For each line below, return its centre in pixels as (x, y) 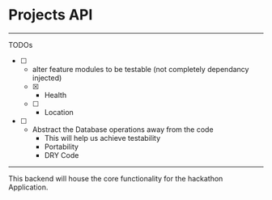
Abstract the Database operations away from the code (123, 129)
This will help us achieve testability (102, 138)
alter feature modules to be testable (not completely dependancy (140, 69)
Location (59, 112)
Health (55, 95)
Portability (62, 147)
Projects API (51, 15)
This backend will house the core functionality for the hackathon (116, 178)
